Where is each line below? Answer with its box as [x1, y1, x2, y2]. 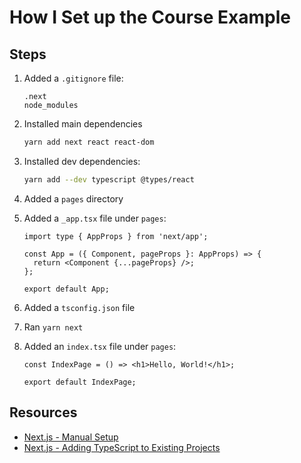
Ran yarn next [23, 321, 84, 333]
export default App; [23, 284, 110, 294]
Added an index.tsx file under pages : [23, 340, 177, 352]
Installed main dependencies [23, 118, 143, 130]
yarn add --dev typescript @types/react [23, 174, 195, 185]
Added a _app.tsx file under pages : [23, 212, 167, 224]
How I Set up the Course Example [9, 6, 291, 29]
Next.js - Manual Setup [23, 431, 119, 443]
